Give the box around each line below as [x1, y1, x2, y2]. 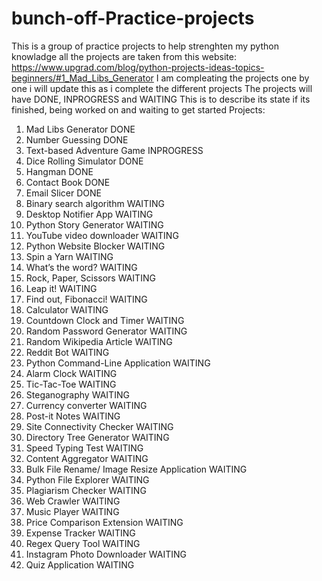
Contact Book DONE [25, 176, 111, 188]
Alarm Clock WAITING [25, 367, 118, 379]
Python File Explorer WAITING [25, 473, 150, 486]
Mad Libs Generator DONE [25, 123, 136, 135]
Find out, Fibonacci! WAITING [25, 293, 148, 305]
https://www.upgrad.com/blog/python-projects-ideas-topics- [11, 61, 265, 73]
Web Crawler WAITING [25, 495, 121, 507]
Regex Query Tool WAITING [25, 537, 141, 549]
